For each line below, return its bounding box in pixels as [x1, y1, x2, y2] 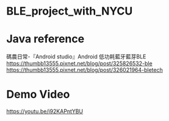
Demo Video [6, 88, 70, 102]
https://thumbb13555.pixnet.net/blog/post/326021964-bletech [6, 66, 163, 74]
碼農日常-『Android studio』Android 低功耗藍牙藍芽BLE [6, 53, 146, 60]
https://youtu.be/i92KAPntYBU [6, 108, 84, 115]
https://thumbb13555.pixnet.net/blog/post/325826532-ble [6, 60, 153, 67]
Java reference [6, 32, 85, 46]
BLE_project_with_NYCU [6, 4, 133, 18]
